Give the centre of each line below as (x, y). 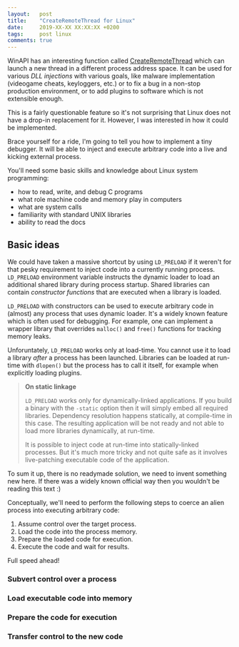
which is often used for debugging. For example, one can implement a (110, 321)
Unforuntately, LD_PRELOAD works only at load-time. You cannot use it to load (119, 350)
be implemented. (32, 128)
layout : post (30, 14)
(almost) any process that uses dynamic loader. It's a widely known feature (118, 313)
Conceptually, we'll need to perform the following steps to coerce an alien (116, 502)
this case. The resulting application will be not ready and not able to (124, 423)
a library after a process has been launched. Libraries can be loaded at (112, 357)
